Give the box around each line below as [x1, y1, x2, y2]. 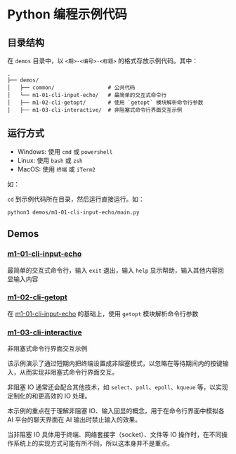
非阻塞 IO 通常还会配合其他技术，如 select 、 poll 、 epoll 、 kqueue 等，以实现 [7, 383, 228, 391]
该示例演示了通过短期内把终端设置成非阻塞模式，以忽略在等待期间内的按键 [7, 359, 223, 368]
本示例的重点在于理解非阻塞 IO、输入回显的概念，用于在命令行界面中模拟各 [7, 407, 225, 415]
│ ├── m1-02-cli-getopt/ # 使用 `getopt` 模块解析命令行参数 [7, 99, 204, 106]
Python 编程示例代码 [7, 6, 128, 22]
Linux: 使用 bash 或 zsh [17, 156, 83, 164]
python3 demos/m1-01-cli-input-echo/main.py [7, 209, 140, 216]
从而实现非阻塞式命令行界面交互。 [19, 368, 118, 377]
